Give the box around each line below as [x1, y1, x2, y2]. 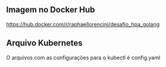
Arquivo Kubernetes [6, 38, 83, 48]
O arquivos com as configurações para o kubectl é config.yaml [6, 54, 161, 61]
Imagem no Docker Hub [6, 5, 95, 15]
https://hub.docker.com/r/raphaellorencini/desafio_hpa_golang [6, 20, 160, 28]
